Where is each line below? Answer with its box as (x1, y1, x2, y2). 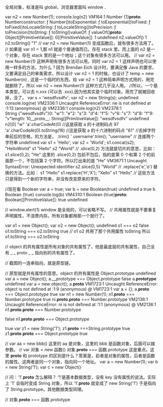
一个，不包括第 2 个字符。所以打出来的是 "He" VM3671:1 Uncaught (13, 158, 147, 163)
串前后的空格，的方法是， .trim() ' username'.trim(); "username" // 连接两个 (5, 134, 155, 139)
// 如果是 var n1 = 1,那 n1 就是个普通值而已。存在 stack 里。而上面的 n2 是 (5, 47, 151, 52)
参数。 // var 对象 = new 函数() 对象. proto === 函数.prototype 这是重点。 (5, 347, 150, 352)
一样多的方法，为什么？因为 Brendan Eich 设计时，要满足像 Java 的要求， (9, 64, 157, 70)
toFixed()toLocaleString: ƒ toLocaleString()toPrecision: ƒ (5, 24, 116, 30)
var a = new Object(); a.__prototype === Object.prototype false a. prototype (5, 276, 157, 282)
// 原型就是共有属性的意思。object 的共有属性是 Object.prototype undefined (5, 270, 156, 276)
